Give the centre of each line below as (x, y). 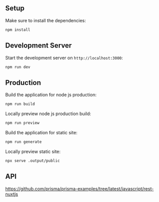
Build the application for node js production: (51, 95)
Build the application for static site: (41, 132)
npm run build (20, 104)
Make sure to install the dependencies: (46, 20)
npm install (18, 30)
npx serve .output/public (32, 161)
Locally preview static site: (33, 151)
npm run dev (18, 67)
